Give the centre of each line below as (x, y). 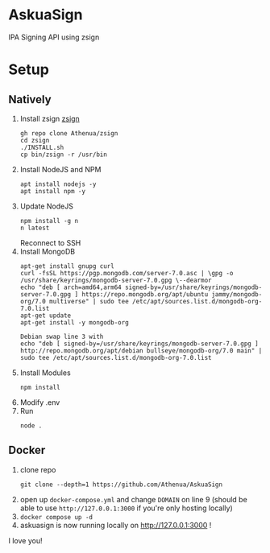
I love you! (25, 540)
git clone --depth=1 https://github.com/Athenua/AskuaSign (121, 485)
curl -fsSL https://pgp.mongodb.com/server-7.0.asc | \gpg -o (127, 273)
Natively (30, 99)
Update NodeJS (47, 206)
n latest (35, 228)
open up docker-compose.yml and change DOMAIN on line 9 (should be (133, 499)
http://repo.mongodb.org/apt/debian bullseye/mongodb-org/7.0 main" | (141, 351)
